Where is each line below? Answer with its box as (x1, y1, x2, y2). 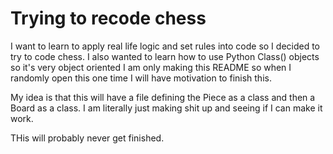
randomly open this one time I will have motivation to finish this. (10, 72, 272, 84)
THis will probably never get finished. (10, 132, 165, 144)
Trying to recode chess (10, 7, 207, 30)
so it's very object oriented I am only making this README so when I (10, 61, 292, 73)
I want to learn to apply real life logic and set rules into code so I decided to (10, 40, 321, 52)
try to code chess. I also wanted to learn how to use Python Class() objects (10, 50, 320, 62)
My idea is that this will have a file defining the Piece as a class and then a (10, 91, 316, 103)
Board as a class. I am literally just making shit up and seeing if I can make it (10, 102, 323, 114)
